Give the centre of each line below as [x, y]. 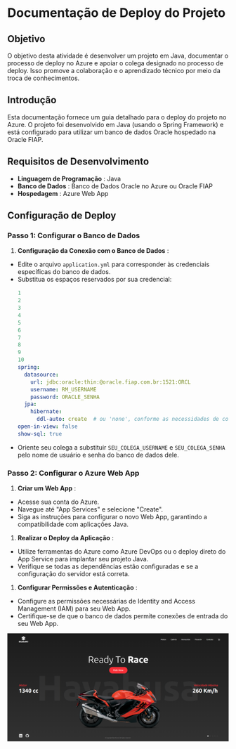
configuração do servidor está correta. [73, 574]
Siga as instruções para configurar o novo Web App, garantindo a [112, 517]
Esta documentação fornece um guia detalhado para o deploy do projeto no [117, 117]
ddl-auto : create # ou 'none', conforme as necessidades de [127, 419]
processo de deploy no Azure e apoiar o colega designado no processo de [115, 63]
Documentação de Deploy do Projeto [117, 13]
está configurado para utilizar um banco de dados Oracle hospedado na [112, 132]
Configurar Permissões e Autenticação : [77, 587]
